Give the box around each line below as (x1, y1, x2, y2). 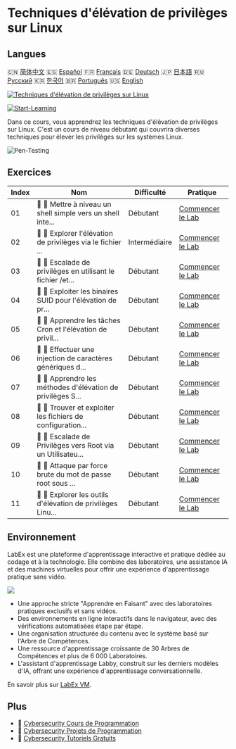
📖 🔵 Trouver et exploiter (37, 403, 114, 413)
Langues (7, 48, 46, 60)
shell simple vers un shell (37, 208, 119, 218)
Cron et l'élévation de (37, 324, 107, 334)
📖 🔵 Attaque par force (37, 460, 108, 470)
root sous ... (37, 478, 76, 488)
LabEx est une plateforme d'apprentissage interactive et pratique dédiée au (7, 550, 226, 558)
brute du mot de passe (37, 470, 112, 479)
